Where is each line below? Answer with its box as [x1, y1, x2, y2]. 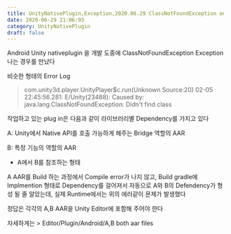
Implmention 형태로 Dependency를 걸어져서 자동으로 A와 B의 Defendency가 [7, 181, 216, 189]
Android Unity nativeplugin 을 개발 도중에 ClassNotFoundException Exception [7, 49, 224, 57]
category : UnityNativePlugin [7, 23, 91, 30]
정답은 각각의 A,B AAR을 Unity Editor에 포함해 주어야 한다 [7, 204, 164, 213]
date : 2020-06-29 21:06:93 [7, 16, 85, 23]
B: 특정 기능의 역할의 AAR [7, 143, 77, 152]
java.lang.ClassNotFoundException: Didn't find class [23, 100, 172, 108]
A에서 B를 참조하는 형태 [16, 159, 81, 167]
